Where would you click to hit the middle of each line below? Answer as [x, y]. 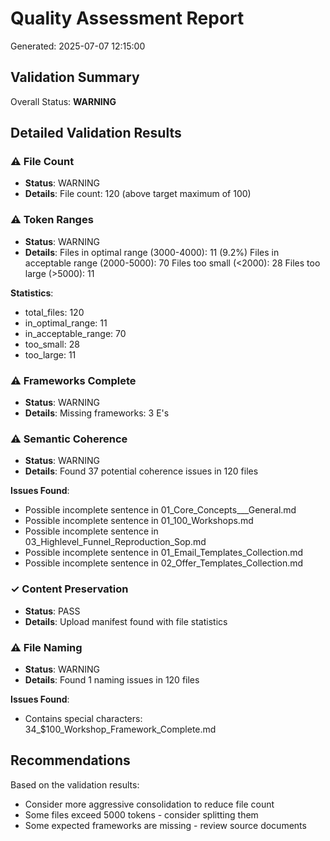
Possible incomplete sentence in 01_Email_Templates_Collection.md [164, 553]
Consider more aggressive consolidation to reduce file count [149, 804]
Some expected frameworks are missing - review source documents [165, 825]
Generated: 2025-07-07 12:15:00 [78, 46]
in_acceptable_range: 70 [75, 333]
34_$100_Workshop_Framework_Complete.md [120, 729]
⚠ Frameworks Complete [73, 380]
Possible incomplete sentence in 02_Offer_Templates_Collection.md [164, 563]
